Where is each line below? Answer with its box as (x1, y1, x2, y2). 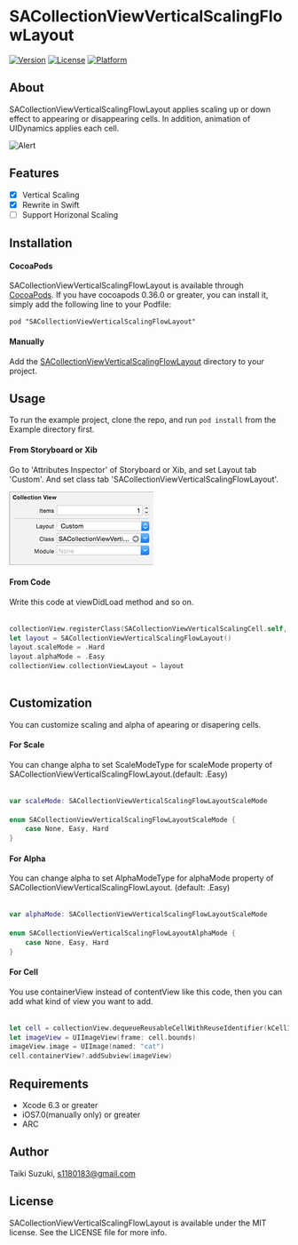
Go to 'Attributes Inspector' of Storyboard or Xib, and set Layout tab (9, 464, 257, 475)
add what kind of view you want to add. (9, 995, 153, 1006)
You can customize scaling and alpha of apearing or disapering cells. (9, 719, 262, 730)
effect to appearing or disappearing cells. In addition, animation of (9, 113, 251, 124)
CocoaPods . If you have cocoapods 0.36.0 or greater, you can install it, (9, 290, 269, 300)
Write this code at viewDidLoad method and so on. (9, 596, 194, 607)
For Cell (9, 967, 38, 978)
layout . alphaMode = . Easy (9, 652, 105, 661)
